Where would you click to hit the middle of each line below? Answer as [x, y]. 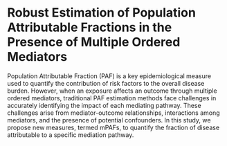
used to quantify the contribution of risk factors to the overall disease [106, 83]
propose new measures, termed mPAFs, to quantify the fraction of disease [113, 127]
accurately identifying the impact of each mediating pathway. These [105, 105]
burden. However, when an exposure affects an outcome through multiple [112, 91]
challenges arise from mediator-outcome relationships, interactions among [113, 113]
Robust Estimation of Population [101, 13]
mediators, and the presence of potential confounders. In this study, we [109, 120]
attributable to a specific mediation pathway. [71, 135]
